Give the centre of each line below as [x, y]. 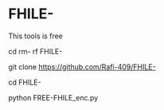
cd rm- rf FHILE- [35, 51]
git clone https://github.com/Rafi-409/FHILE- [82, 67]
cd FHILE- [25, 82]
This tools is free [36, 36]
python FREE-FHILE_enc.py [53, 97]
